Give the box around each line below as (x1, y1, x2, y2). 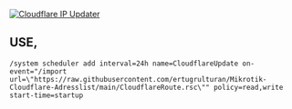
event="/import (9, 66, 68, 76)
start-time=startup (9, 91, 84, 100)
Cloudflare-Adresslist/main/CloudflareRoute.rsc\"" (9, 83, 210, 92)
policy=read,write (213, 83, 284, 92)
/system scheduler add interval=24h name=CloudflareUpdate (9, 59, 239, 68)
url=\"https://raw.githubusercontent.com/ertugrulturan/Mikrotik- (9, 74, 267, 84)
